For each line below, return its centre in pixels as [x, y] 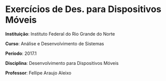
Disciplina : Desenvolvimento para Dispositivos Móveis [62, 63]
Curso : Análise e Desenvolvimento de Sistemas [55, 43]
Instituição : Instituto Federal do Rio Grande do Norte [60, 34]
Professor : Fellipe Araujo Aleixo [38, 73]
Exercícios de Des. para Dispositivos [84, 9]
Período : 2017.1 [21, 53]
